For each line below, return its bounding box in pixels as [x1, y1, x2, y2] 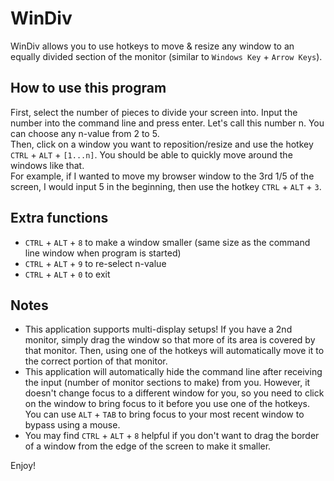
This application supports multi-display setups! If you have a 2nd [24, 323, 293, 336]
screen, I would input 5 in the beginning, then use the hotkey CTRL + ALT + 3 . [10, 180, 322, 192]
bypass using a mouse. [24, 419, 121, 431]
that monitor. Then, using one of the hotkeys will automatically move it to [24, 345, 325, 357]
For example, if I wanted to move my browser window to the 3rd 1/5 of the [10, 170, 315, 182]
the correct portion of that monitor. [24, 355, 168, 367]
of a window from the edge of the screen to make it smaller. [24, 440, 272, 452]
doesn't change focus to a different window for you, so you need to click [24, 387, 325, 399]
